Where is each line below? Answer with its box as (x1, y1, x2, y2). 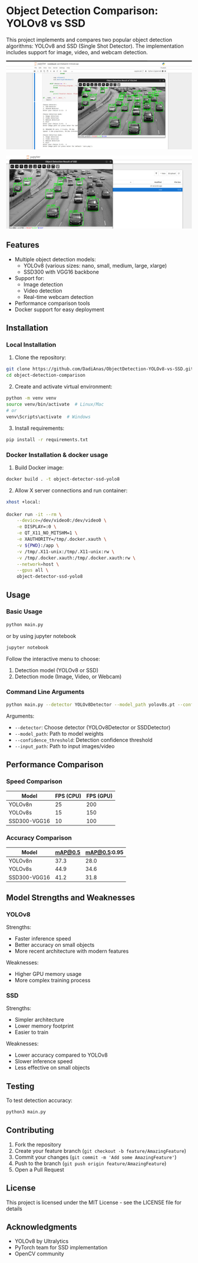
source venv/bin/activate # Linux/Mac (6, 402, 104, 407)
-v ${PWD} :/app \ (16, 542, 60, 548)
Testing (6, 1081, 35, 1091)
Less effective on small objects (14, 1064, 90, 1071)
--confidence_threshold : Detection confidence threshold (14, 736, 153, 744)
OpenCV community (14, 1250, 64, 1257)
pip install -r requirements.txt (6, 436, 88, 443)
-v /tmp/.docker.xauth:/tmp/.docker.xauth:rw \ (16, 555, 136, 561)
